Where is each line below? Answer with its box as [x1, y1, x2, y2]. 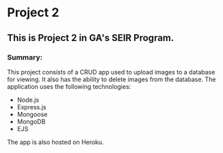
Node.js [16, 96, 40, 104]
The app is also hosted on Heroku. [7, 138, 104, 146]
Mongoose [16, 110, 48, 118]
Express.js [16, 102, 47, 111]
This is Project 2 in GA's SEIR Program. [7, 32, 174, 44]
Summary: [7, 53, 43, 62]
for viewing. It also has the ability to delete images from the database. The [7, 75, 216, 83]
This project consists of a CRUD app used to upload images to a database [7, 68, 215, 76]
